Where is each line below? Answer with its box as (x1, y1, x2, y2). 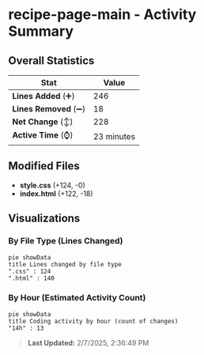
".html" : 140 (8, 274, 55, 282)
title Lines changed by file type (8, 260, 123, 268)
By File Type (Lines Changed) (8, 236, 123, 247)
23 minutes (93, 130, 136, 142)
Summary (8, 22, 74, 40)
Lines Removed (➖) (12, 104, 85, 114)
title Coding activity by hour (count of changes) (8, 317, 179, 325)
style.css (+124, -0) (19, 180, 85, 190)
